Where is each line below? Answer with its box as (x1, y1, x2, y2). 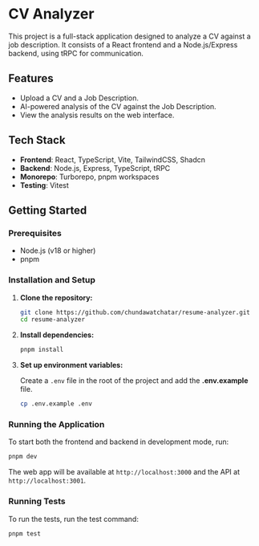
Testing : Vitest (19, 180, 70, 189)
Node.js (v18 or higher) (19, 246, 96, 255)
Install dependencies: (19, 330, 95, 340)
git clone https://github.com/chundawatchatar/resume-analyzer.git (19, 308, 250, 316)
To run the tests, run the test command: (8, 514, 139, 524)
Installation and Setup (8, 275, 96, 286)
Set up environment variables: (19, 361, 123, 370)
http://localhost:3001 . (8, 475, 87, 486)
